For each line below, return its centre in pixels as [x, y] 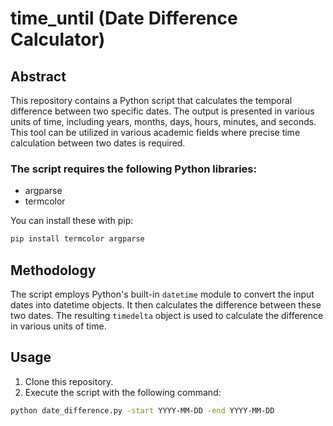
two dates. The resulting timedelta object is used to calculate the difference [167, 315]
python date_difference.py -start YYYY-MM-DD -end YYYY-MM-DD [142, 410]
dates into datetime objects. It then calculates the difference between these [166, 304]
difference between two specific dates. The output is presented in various [162, 111]
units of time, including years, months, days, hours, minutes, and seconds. [163, 121]
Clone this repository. [69, 381]
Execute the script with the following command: [123, 392]
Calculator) [58, 39]
